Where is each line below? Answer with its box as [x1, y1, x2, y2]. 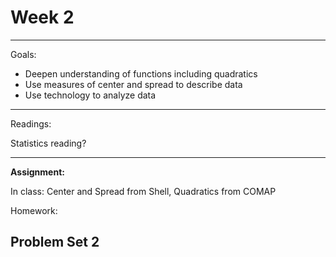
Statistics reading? [10, 137, 87, 149]
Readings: [10, 117, 52, 130]
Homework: [10, 204, 58, 216]
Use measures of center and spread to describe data [24, 78, 243, 90]
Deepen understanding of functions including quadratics [24, 67, 258, 80]
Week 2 [10, 6, 75, 29]
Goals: [10, 48, 37, 60]
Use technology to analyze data [24, 89, 157, 101]
